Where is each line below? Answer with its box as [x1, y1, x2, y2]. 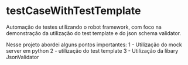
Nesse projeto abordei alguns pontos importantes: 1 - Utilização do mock [6, 41, 183, 48]
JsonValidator [6, 53, 39, 60]
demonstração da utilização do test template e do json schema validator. [6, 29, 182, 36]
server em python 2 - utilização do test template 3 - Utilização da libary [6, 47, 179, 54]
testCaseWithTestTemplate [6, 4, 142, 18]
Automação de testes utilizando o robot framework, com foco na [6, 23, 162, 30]
